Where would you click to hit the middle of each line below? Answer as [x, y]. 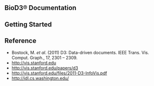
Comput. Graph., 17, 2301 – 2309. [44, 57]
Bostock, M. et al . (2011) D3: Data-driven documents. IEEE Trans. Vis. [80, 52]
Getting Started [28, 24]
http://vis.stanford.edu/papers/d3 [45, 68]
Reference [21, 41]
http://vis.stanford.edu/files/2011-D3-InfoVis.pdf [59, 73]
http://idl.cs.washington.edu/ [40, 78]
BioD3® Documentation [41, 8]
